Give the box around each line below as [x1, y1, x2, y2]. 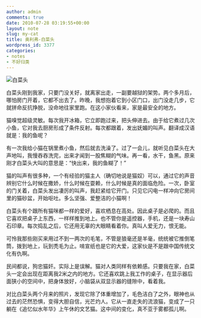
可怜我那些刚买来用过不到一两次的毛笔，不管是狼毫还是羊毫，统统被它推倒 [6, 235, 190, 242]
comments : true [6, 14, 44, 20]
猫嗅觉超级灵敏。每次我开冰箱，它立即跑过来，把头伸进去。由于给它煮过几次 [6, 116, 195, 123]
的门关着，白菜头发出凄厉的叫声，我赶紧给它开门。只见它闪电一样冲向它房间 [6, 187, 195, 194]
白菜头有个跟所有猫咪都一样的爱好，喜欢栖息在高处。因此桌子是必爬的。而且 [6, 207, 195, 214]
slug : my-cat [6, 31, 39, 37]
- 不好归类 [6, 59, 30, 65]
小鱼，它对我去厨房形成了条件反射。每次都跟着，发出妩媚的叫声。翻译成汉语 [6, 124, 195, 131]
